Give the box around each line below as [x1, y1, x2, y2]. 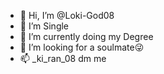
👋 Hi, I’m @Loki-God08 [19, 10, 115, 21]
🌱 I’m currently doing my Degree [19, 31, 154, 42]
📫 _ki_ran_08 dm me [19, 53, 107, 64]
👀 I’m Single [19, 20, 70, 32]
